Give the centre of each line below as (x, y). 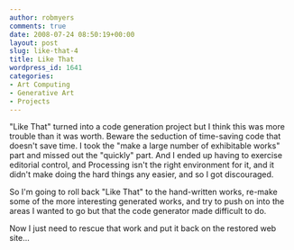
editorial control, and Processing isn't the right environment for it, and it (142, 165)
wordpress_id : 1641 (46, 68)
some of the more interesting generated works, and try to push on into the (147, 201)
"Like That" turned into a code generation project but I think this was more (147, 127)
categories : (32, 76)
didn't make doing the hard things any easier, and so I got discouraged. (142, 174)
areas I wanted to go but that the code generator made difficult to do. (138, 211)
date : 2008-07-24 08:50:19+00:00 (72, 34)
